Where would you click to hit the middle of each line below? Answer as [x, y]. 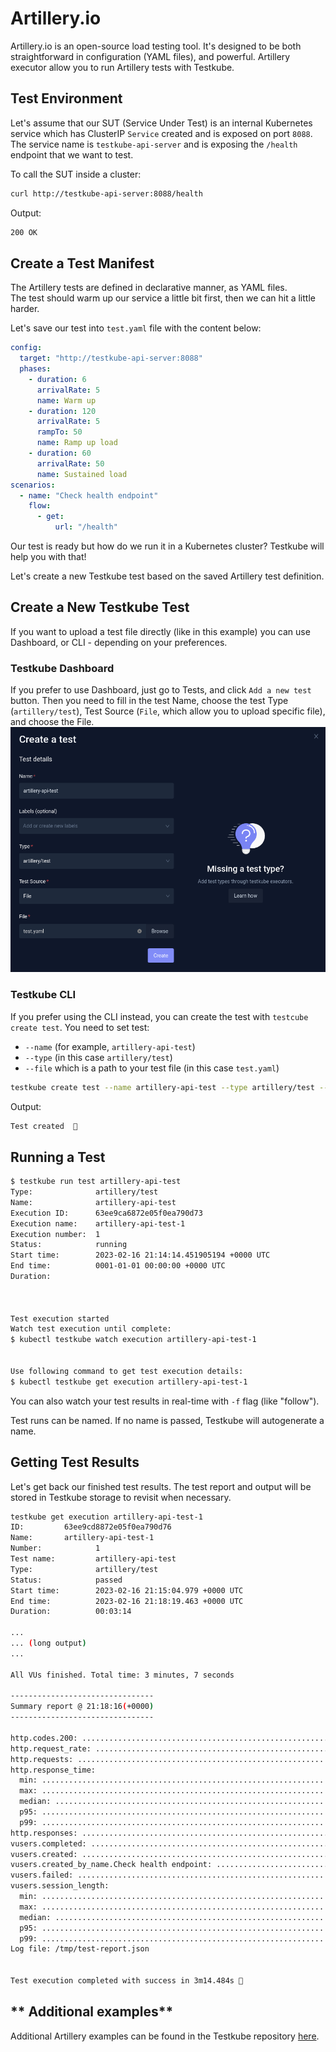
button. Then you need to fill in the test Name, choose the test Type [149, 701]
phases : [35, 369]
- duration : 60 [60, 453]
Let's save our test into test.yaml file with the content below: [136, 328]
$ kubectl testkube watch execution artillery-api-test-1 [133, 1340]
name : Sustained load [82, 474]
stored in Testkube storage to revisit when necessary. [121, 1497]
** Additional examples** [92, 2012]
